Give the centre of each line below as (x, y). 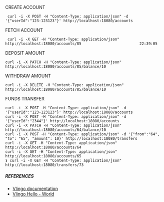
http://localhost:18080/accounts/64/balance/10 (56, 130)
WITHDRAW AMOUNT (28, 76)
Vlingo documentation (35, 188)
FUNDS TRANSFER (25, 99)
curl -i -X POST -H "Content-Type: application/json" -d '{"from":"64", (82, 134)
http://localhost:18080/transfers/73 (44, 165)
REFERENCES (19, 176)
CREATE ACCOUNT (25, 7)
